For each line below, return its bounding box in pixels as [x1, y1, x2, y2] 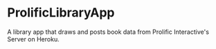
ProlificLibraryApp [7, 5, 115, 21]
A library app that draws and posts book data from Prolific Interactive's [7, 28, 210, 36]
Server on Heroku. [7, 35, 60, 43]
